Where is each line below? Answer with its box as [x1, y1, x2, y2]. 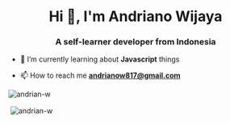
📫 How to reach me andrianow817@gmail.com [19, 70, 181, 80]
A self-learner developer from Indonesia [55, 36, 216, 48]
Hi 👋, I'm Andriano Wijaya [48, 7, 223, 26]
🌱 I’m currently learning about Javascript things [19, 54, 180, 64]
